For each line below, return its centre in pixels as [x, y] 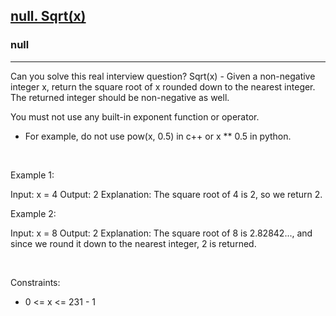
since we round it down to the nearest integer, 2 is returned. [133, 243]
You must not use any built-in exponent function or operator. [135, 116]
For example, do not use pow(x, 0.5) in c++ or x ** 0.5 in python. [158, 136]
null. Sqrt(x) [48, 16]
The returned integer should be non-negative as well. [120, 97]
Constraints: [35, 282]
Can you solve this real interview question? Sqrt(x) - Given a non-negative [163, 76]
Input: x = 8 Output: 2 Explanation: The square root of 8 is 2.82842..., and [161, 233]
